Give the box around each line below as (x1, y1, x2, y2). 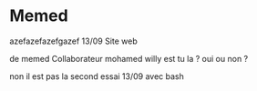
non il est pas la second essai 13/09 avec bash (9, 70, 185, 82)
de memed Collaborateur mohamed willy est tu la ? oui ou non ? (9, 53, 249, 64)
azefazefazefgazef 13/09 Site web (9, 35, 139, 46)
